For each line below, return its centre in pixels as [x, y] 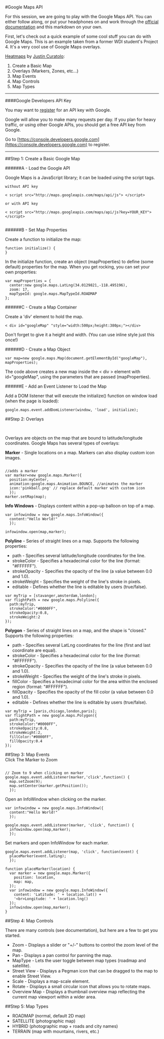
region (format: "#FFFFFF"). [40, 687]
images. [13, 458]
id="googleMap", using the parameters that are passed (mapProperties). [78, 377]
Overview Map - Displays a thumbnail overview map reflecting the [79, 992]
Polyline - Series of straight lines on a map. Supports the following [72, 541]
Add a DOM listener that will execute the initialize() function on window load [81, 396]
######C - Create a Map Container [41, 307]
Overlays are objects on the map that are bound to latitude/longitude [74, 438]
